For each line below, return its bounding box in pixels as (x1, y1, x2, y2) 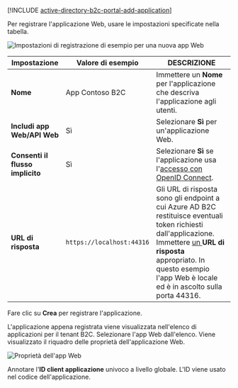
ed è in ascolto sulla (156, 282, 222, 292)
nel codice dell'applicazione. (7, 372, 91, 381)
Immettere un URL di (156, 238, 225, 247)
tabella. (7, 28, 29, 35)
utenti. (156, 106, 177, 115)
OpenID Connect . (156, 173, 214, 182)
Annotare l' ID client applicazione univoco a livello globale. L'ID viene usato (7, 365, 226, 373)
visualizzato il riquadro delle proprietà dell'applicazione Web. (7, 338, 186, 346)
